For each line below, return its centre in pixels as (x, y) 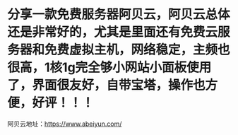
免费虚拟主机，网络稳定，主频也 (138, 50)
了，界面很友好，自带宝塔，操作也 (107, 85)
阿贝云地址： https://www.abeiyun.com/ (65, 124)
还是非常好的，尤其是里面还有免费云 (113, 32)
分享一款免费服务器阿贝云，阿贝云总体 (119, 14)
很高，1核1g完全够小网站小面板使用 (109, 67)
